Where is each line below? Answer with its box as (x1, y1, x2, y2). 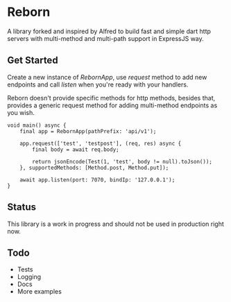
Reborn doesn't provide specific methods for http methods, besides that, (7, 94, 216, 102)
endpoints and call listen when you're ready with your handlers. (7, 80, 189, 89)
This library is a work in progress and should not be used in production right (7, 220, 224, 228)
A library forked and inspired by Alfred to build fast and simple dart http (7, 27, 212, 35)
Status (7, 202, 37, 213)
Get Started (7, 55, 58, 66)
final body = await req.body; (32, 146, 119, 153)
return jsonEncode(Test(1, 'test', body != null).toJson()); (32, 158, 213, 165)
